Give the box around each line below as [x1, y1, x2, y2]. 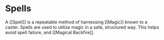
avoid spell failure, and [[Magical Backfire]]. [5, 29, 94, 35]
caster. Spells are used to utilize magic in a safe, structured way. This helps [5, 24, 159, 30]
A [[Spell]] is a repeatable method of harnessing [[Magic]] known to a [5, 19, 148, 25]
